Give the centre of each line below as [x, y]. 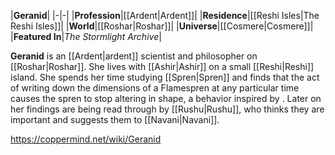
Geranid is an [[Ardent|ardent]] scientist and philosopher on [134, 56]
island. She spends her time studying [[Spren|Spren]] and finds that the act [165, 77]
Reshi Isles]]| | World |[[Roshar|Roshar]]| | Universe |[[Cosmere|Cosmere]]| [162, 26]
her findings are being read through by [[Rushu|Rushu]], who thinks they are [167, 109]
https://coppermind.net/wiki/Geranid [86, 139]
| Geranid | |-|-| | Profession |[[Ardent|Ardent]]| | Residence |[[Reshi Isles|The [165, 15]
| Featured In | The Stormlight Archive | [86, 36]
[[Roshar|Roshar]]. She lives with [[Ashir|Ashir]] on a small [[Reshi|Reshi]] [162, 66]
